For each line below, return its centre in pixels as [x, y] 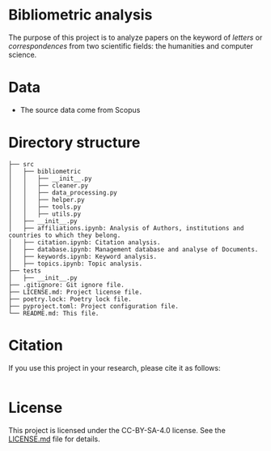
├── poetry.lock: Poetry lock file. [70, 299]
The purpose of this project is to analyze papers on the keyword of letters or [135, 37]
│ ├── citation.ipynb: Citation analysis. [85, 242]
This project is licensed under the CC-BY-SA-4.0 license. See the [117, 430]
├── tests [25, 271]
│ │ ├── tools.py [45, 207]
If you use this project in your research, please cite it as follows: [114, 367]
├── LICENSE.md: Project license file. [76, 292]
